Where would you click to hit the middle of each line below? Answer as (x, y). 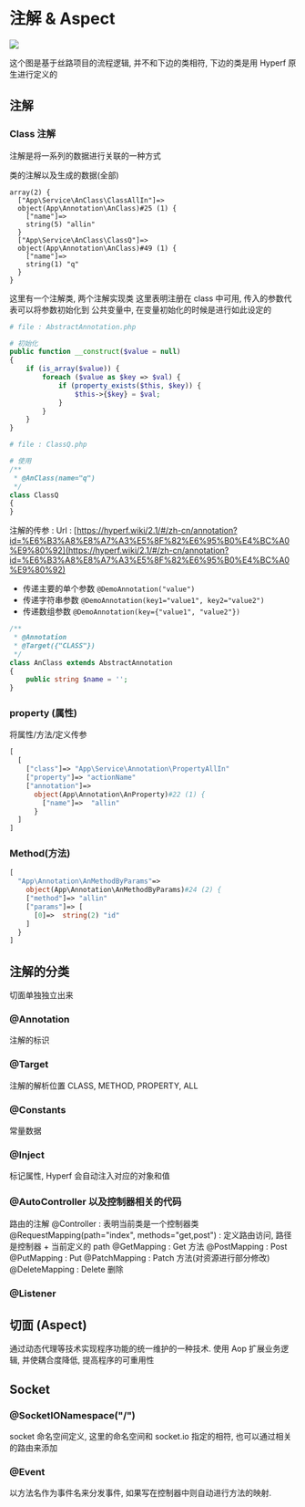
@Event (27, 1471)
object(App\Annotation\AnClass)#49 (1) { (97, 248)
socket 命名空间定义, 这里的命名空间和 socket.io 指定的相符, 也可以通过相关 (151, 1437)
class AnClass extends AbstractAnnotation (91, 662)
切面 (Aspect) (48, 1325)
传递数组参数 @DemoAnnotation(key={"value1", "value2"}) (132, 611)
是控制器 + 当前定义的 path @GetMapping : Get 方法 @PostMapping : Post (148, 1246)
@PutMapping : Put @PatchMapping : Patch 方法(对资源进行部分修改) (140, 1258)
